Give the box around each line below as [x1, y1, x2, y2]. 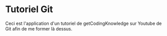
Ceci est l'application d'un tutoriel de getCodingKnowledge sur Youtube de [5, 20, 162, 26]
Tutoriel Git [5, 4, 53, 15]
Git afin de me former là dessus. [5, 25, 73, 31]
